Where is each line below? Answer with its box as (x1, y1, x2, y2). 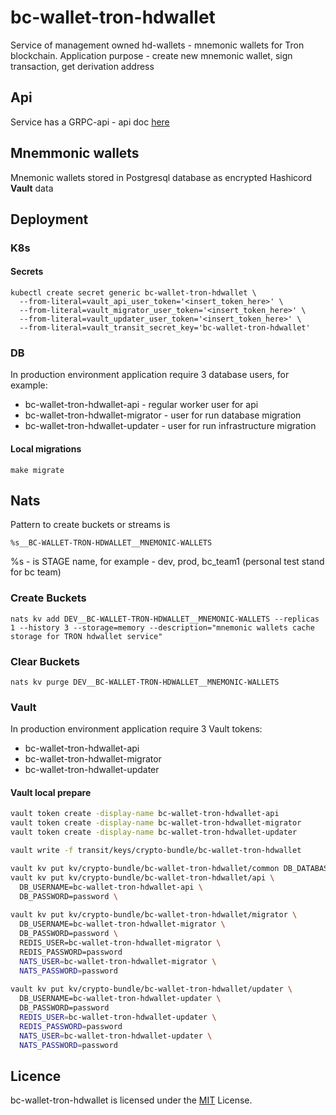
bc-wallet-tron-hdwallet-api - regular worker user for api (24, 399, 259, 411)
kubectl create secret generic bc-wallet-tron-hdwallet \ (10, 288, 257, 298)
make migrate (10, 465, 65, 475)
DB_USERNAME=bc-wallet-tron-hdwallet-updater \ (19, 994, 222, 1004)
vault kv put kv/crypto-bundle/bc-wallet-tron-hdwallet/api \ (10, 872, 275, 883)
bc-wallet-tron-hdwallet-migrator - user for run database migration (24, 409, 302, 421)
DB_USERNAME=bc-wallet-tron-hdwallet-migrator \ (19, 919, 226, 930)
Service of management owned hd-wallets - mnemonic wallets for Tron (10, 39, 305, 51)
